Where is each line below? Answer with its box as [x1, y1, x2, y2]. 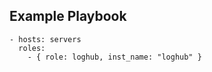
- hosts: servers [9, 34, 82, 44]
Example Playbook [9, 8, 127, 25]
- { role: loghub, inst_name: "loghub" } [27, 52, 202, 62]
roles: [18, 43, 46, 53]
